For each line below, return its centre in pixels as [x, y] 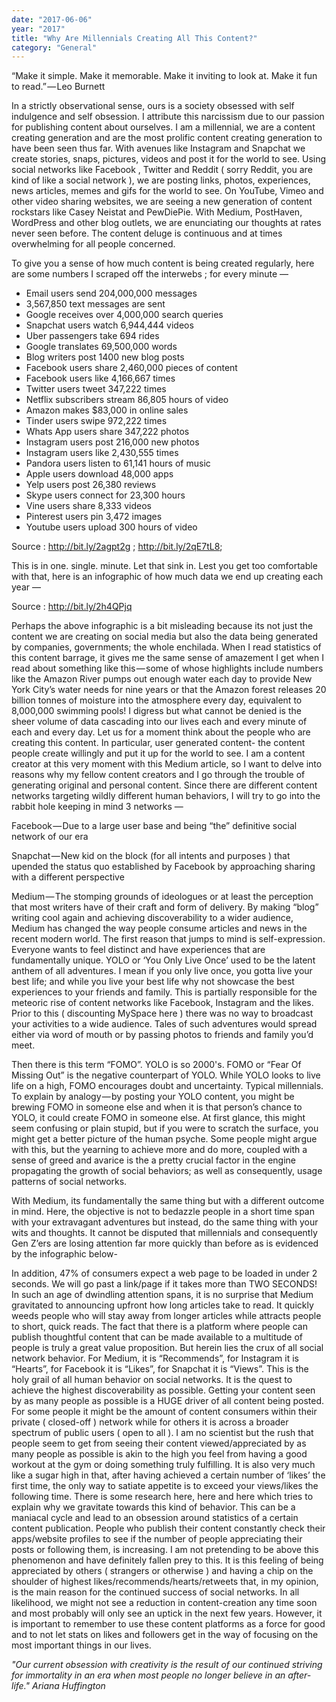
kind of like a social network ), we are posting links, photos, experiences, [161, 180]
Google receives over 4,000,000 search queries [124, 315]
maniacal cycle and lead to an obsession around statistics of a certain [155, 1518]
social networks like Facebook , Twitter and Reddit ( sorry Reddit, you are [162, 170]
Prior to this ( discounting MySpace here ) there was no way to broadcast [162, 1013]
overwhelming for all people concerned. [93, 244]
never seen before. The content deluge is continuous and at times [147, 233]
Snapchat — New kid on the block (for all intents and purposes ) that [151, 856]
